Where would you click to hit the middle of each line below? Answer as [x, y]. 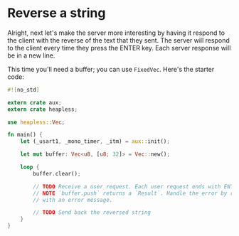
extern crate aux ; [34, 102]
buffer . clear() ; [57, 173]
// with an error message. [73, 200]
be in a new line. [31, 55]
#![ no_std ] [23, 90]
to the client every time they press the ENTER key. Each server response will [119, 48]
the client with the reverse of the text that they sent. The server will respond [118, 40]
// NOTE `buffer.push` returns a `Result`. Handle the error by [130, 193]
